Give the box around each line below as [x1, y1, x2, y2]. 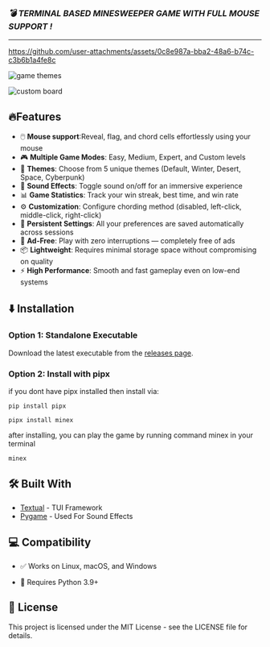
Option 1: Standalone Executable [8, 330, 138, 341]
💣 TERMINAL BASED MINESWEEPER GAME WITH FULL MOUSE [8, 7, 260, 19]
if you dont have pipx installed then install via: [8, 387, 159, 396]
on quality [19, 257, 54, 267]
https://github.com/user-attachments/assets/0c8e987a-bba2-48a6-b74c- [8, 47, 255, 56]
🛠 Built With [8, 477, 72, 491]
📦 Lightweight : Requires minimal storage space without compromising [19, 245, 257, 255]
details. [8, 630, 33, 640]
